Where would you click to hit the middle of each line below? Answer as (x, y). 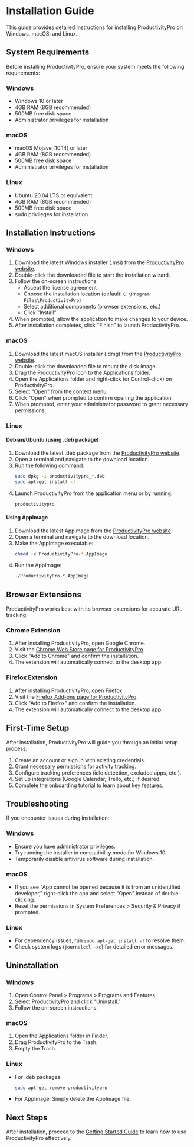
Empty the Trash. (35, 1049)
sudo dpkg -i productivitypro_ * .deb (60, 476)
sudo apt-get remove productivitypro (61, 1088)
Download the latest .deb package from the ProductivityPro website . (98, 453)
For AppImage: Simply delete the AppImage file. (73, 1099)
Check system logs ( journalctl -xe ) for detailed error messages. (94, 947)
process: (17, 748)
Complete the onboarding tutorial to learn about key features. (89, 785)
